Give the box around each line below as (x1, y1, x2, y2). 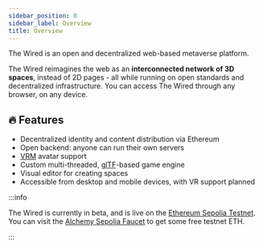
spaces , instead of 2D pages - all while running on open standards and (8, 73, 245, 83)
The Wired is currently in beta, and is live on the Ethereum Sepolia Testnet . (8, 208, 256, 218)
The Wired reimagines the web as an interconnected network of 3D (8, 64, 235, 74)
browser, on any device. (8, 90, 88, 100)
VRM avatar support (19, 152, 87, 161)
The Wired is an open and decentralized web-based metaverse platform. (8, 49, 249, 59)
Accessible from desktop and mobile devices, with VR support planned (19, 177, 256, 187)
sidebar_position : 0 (8, 11, 78, 20)
